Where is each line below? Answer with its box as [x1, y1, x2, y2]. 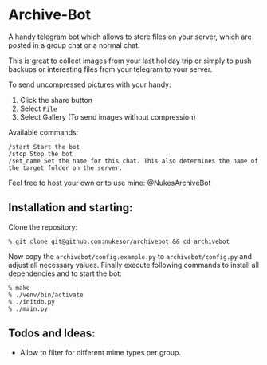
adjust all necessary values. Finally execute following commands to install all [8, 260, 259, 269]
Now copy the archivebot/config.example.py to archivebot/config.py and [8, 251, 253, 261]
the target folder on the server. [8, 163, 124, 172]
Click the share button [19, 95, 93, 104]
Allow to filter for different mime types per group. [19, 347, 182, 357]
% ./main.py [8, 304, 48, 312]
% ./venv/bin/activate [8, 291, 84, 299]
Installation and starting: [8, 201, 133, 214]
